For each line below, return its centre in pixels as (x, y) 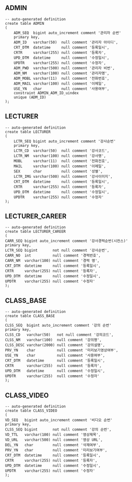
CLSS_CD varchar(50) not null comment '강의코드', (59, 335)
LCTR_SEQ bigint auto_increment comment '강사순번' (65, 141)
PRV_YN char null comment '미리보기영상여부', (62, 350)
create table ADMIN (25, 23)
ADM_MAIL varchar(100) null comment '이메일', (60, 84)
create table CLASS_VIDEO (31, 411)
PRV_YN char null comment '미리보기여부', (56, 450)
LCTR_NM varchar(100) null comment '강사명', (60, 156)
